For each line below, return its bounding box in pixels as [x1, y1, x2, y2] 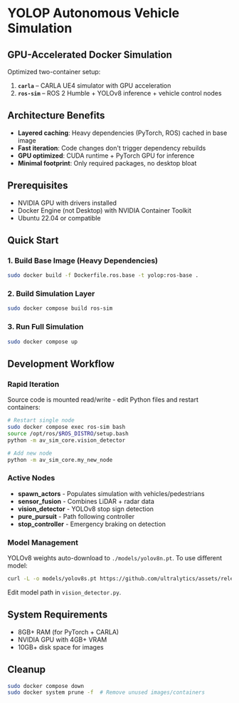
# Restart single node [7, 417, 75, 424]
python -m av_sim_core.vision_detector [7, 437, 126, 444]
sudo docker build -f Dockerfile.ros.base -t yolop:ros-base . [7, 272, 199, 279]
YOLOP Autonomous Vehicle [7, 5, 180, 21]
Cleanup [7, 664, 46, 676]
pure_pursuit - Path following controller [17, 512, 135, 520]
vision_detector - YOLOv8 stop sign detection [17, 505, 154, 513]
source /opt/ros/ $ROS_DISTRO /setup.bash [7, 430, 129, 437]
